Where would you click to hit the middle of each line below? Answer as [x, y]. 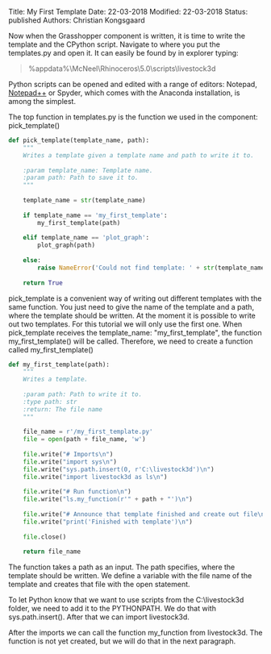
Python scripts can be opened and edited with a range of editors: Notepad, [133, 84]
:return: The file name [63, 409]
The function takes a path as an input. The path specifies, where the [122, 567]
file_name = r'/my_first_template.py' [88, 432]
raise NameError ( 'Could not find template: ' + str [126, 268]
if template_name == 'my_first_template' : [95, 215]
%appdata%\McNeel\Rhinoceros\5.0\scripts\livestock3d [122, 69]
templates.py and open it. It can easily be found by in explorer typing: [124, 53]
